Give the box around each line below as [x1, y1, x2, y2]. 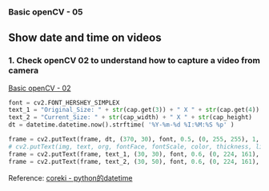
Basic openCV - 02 [8, 83, 71, 93]
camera [8, 65, 38, 76]
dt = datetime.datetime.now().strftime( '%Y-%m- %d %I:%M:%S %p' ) [8, 121, 235, 129]
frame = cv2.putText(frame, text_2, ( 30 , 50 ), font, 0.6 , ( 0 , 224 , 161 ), [8, 157, 260, 165]
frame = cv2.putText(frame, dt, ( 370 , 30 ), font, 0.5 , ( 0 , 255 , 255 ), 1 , [8, 135, 260, 144]
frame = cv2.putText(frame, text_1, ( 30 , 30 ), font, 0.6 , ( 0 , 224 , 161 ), [8, 150, 260, 158]
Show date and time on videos [8, 31, 162, 45]
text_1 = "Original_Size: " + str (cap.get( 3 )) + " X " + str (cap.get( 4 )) [8, 106, 260, 114]
